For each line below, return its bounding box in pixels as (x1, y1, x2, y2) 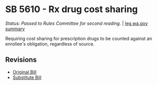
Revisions (5, 56, 37, 64)
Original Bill (12, 69, 37, 75)
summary (5, 25, 25, 31)
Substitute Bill (12, 74, 42, 80)
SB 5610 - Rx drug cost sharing (5, 4, 138, 15)
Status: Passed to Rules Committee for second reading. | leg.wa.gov (5, 20, 148, 26)
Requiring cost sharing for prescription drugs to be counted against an (5, 35, 152, 41)
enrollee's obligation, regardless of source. (5, 40, 95, 47)
